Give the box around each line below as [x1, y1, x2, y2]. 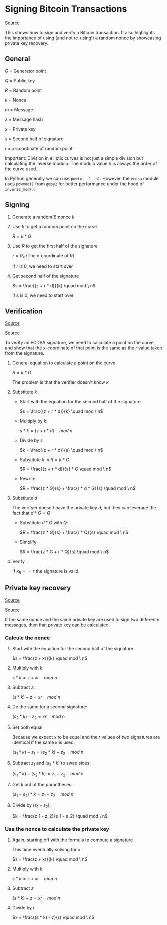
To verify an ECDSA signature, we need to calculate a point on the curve [5, 340, 154, 346]
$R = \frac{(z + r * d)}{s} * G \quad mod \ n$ [19, 466, 112, 472]
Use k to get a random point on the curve [12, 223, 97, 229]
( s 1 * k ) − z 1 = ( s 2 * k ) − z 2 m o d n [12, 749, 84, 756]
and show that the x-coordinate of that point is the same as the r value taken [5, 345, 162, 351]
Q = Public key [5, 77, 35, 83]
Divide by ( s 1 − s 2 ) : [12, 802, 51, 809]
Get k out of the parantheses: [12, 782, 73, 788]
